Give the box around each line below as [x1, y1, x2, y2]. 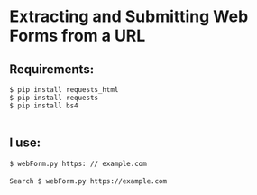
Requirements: [9, 61, 95, 77]
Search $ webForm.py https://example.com [9, 176, 168, 186]
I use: [9, 135, 41, 151]
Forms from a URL [9, 25, 146, 46]
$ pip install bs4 [9, 101, 78, 110]
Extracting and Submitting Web [9, 6, 249, 27]
